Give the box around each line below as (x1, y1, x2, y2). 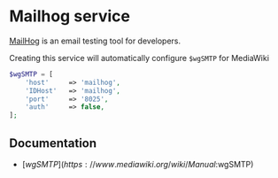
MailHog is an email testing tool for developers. (9, 35, 181, 46)
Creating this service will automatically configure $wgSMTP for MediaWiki (9, 52, 270, 63)
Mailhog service (9, 6, 131, 27)
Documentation (9, 135, 97, 151)
